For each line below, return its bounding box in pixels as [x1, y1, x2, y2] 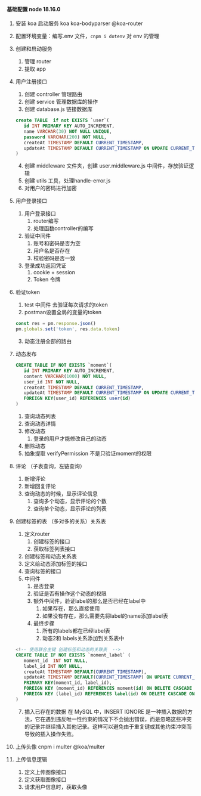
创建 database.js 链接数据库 [24, 106, 93, 113]
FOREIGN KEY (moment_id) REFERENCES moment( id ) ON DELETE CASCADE [23, 686, 193, 692]
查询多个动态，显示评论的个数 [33, 498, 107, 505]
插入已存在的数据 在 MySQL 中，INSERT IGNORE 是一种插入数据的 [24, 708, 188, 715]
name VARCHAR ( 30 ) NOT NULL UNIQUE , [23, 128, 112, 134]
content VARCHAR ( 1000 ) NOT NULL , [23, 373, 107, 379]
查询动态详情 [24, 420, 56, 428]
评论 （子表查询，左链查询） [15, 463, 85, 470]
